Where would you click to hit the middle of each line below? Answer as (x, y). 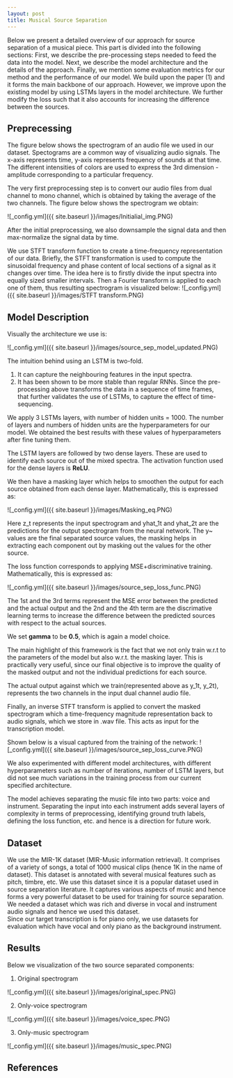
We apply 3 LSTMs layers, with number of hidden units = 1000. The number (115, 418)
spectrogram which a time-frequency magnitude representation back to (110, 714)
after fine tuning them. (39, 440)
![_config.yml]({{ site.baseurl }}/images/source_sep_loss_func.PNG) (104, 587)
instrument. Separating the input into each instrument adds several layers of (116, 806)
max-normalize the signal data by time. (63, 237)
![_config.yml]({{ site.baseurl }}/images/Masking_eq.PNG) (90, 510)
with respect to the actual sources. (57, 623)
